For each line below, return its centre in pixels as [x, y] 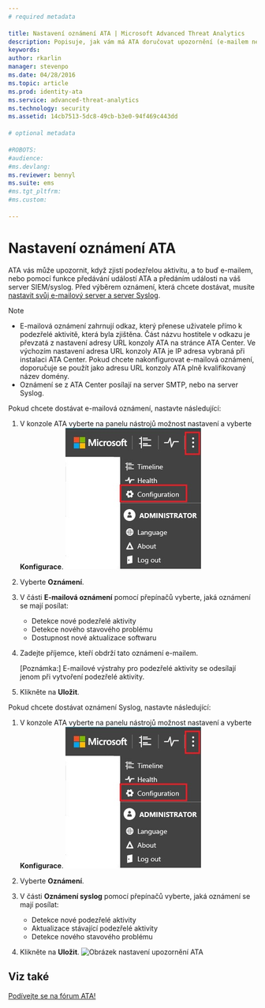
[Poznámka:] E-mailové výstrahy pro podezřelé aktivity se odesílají [128, 668]
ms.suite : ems [32, 183]
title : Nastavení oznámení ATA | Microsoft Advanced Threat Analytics [127, 33]
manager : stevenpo [38, 67]
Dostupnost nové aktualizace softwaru [94, 637]
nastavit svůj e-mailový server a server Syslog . [84, 295]
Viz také [29, 977]
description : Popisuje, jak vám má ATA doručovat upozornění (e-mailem [128, 42]
